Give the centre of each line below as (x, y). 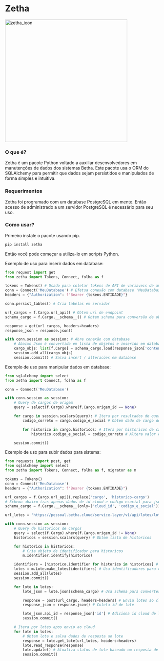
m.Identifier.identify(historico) (58, 556)
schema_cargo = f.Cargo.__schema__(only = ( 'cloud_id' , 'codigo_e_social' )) (83, 506)
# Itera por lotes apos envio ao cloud (54, 627)
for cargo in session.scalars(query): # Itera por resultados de (82, 416)
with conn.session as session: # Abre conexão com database (68, 339)
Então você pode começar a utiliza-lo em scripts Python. (62, 254)
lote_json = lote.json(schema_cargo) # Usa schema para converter (92, 591)
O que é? (16, 152)
